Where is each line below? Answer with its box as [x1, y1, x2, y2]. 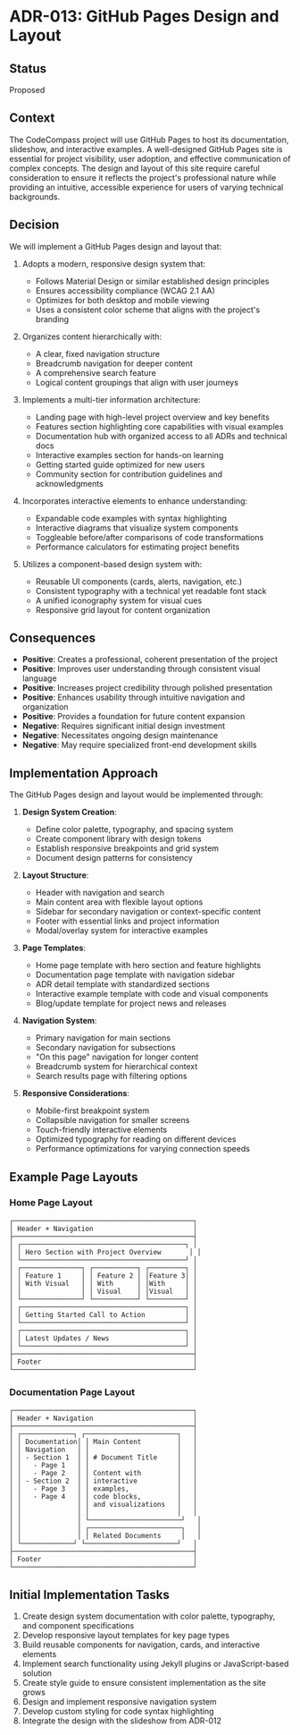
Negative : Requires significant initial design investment [21, 720, 226, 731]
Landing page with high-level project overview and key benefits [35, 412, 270, 422]
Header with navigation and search [35, 888, 165, 898]
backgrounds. [9, 191, 61, 202]
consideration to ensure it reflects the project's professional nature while [9, 172, 277, 183]
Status [9, 61, 47, 76]
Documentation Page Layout [9, 1385, 136, 1398]
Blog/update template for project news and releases [35, 998, 227, 1008]
